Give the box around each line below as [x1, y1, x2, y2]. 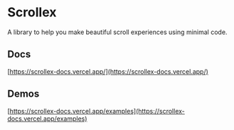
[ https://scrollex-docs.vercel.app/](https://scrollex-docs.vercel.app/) [7, 67, 208, 75]
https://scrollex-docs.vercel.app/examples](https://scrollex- [9, 107, 185, 115]
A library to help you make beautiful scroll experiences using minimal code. [7, 28, 228, 36]
